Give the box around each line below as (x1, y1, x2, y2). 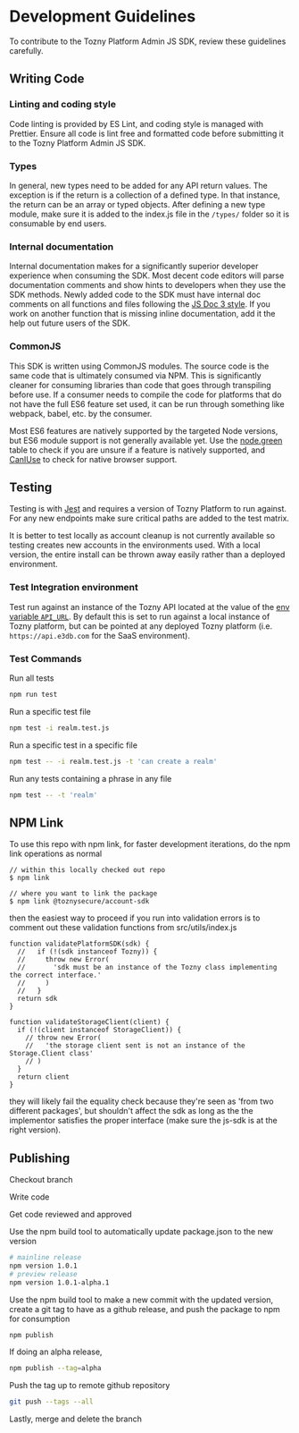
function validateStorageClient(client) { (9, 1018, 170, 1027)
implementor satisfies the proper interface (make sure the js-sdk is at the (9, 1115, 278, 1126)
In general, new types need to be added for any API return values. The (9, 180, 268, 191)
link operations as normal (9, 848, 103, 860)
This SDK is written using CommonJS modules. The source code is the (9, 360, 270, 371)
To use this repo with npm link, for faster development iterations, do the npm (9, 839, 291, 850)
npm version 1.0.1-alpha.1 (9, 1277, 110, 1287)
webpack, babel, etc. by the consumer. (9, 408, 153, 419)
